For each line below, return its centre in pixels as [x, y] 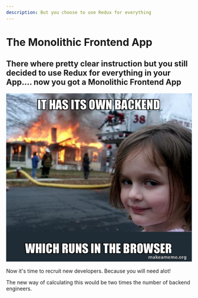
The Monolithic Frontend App [79, 42]
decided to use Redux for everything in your [88, 73]
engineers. [19, 289]
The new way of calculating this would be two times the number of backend [98, 283]
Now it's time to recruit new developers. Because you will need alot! [88, 271]
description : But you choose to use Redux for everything [79, 12]
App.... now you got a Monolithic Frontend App [94, 82]
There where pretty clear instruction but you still [97, 64]
